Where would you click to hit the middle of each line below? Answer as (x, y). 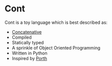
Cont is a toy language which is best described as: (56, 22)
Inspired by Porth (29, 58)
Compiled (22, 37)
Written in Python (29, 53)
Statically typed (28, 42)
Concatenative (27, 32)
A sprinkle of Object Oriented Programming (56, 48)
